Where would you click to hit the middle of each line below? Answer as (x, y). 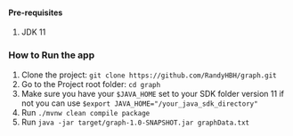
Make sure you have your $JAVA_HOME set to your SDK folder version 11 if (152, 93)
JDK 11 (33, 32)
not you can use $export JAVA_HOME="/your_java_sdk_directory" (140, 103)
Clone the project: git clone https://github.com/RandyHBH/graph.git (149, 75)
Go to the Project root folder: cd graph (91, 84)
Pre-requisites (36, 12)
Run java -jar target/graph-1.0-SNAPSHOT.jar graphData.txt (135, 122)
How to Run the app (52, 55)
